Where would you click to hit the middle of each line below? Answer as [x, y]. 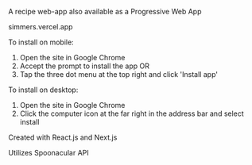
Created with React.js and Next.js [63, 137]
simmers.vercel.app [41, 27]
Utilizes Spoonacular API [48, 153]
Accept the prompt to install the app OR [84, 66]
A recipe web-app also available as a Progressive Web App [105, 12]
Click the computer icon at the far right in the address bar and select [132, 113]
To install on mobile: [41, 42]
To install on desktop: [43, 90]
